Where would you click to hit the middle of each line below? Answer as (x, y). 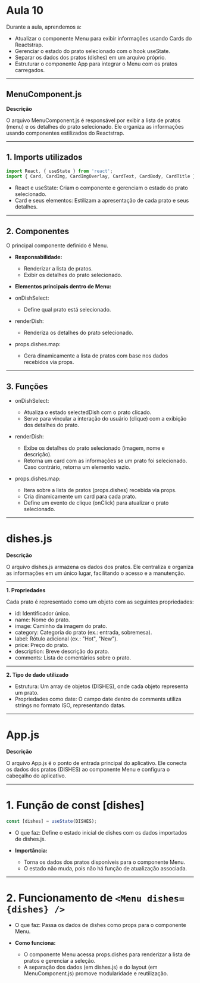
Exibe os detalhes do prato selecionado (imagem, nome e (94, 448)
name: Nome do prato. (42, 620)
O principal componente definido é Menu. (57, 245)
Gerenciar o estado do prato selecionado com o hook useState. (93, 51)
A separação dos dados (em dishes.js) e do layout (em (90, 967)
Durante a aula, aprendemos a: (44, 27)
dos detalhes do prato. (51, 425)
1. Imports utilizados (44, 158)
